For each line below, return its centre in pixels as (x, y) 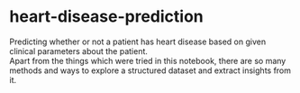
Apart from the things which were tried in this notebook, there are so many (148, 60)
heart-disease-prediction (107, 17)
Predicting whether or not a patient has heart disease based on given (138, 42)
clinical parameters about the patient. (79, 51)
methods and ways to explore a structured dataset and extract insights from (150, 70)
